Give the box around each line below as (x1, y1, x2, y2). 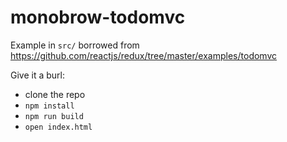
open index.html (24, 122, 93, 132)
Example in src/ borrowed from (10, 39, 140, 51)
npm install (24, 101, 75, 111)
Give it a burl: (10, 69, 66, 81)
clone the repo (24, 88, 86, 100)
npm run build (24, 111, 84, 121)
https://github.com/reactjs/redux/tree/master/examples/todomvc (10, 49, 278, 61)
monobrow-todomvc (10, 6, 186, 29)
